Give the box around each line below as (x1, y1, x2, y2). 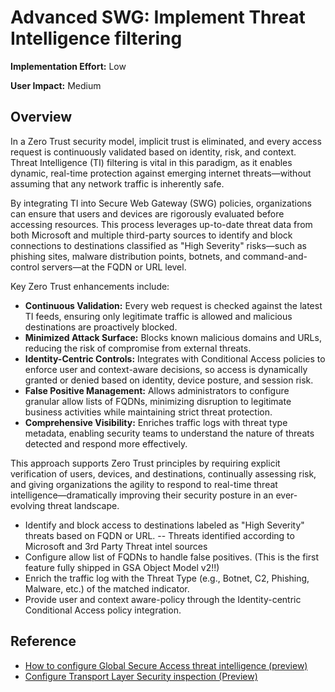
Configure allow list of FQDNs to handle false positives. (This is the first (24, 551, 320, 563)
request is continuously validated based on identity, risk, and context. (10, 146, 297, 158)
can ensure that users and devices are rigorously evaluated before (10, 207, 285, 220)
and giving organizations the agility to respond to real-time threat (10, 478, 278, 490)
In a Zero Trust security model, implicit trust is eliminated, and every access (10, 135, 322, 147)
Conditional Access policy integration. (24, 604, 182, 616)
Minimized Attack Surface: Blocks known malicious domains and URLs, (24, 331, 322, 343)
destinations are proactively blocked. (24, 321, 178, 333)
